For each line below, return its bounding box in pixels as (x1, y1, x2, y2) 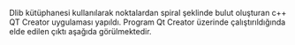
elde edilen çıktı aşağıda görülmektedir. (9, 26, 152, 36)
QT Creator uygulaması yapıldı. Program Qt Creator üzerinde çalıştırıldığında (9, 17, 286, 27)
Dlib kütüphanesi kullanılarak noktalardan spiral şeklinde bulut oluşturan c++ (9, 8, 287, 18)
